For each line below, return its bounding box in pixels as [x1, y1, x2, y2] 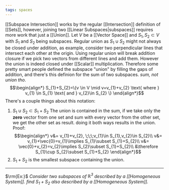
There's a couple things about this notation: [5, 98, 96, 104]
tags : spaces [5, 7, 33, 13]
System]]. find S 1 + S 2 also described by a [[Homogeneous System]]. [5, 179, 148, 186]
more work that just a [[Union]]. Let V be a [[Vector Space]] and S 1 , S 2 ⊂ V [5, 32, 159, 39]
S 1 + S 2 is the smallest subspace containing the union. [12, 157, 125, 164]
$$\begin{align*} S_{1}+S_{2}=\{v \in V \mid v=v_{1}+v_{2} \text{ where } [10, 85, 159, 91]
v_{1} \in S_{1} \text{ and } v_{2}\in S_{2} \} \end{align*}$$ [25, 90, 144, 96]
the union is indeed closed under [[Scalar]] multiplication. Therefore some [5, 61, 158, 67]
